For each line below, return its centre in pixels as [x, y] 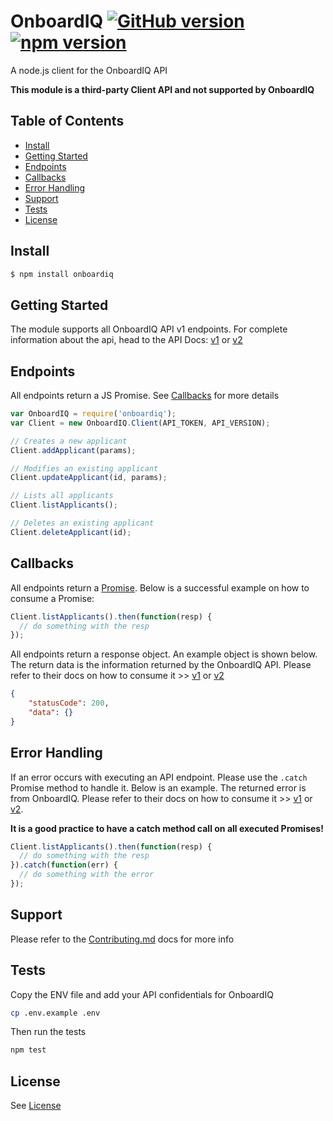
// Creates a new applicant [69, 441]
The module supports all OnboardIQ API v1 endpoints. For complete [149, 329]
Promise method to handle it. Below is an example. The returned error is [158, 787]
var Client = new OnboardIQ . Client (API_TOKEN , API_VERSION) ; [140, 423]
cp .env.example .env [55, 1013]
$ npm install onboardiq [62, 274]
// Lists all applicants [62, 496]
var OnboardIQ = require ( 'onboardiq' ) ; [93, 414]
